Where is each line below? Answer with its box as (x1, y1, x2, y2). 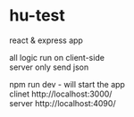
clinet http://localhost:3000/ (9, 88, 113, 99)
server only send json (9, 62, 89, 72)
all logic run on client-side (9, 52, 105, 63)
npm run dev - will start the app (9, 79, 125, 89)
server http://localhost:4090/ (9, 97, 116, 108)
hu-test (9, 5, 65, 26)
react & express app (9, 35, 83, 46)
